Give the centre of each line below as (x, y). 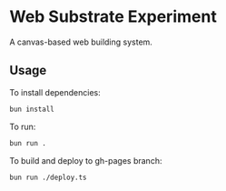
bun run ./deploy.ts (49, 177)
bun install (32, 109)
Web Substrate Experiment (113, 17)
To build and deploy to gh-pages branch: (86, 160)
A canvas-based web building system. (81, 42)
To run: (23, 126)
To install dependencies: (55, 92)
